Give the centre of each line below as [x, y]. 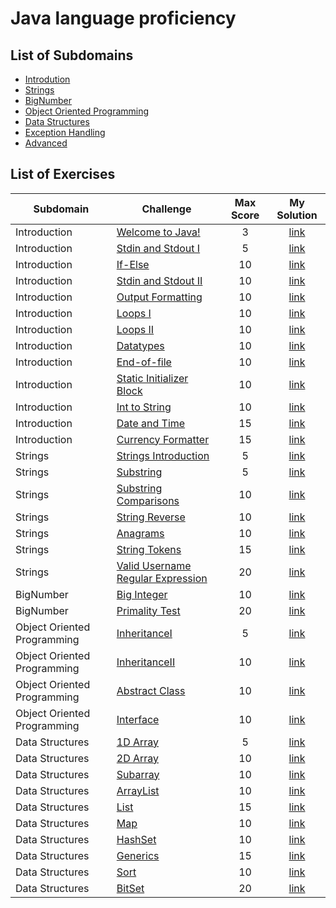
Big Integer [142, 594]
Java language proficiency [123, 18]
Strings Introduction [163, 455]
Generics [138, 855]
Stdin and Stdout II [159, 280]
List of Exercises [63, 174]
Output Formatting [159, 297]
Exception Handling [65, 132]
